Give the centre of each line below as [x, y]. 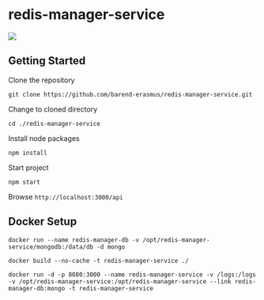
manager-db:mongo [37, 288]
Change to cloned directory [53, 109]
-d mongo [111, 247]
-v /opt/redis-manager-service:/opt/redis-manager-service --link [120, 281]
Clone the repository [41, 80]
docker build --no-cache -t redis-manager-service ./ [99, 260]
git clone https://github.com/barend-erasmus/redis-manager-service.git [130, 94]
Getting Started [47, 61]
